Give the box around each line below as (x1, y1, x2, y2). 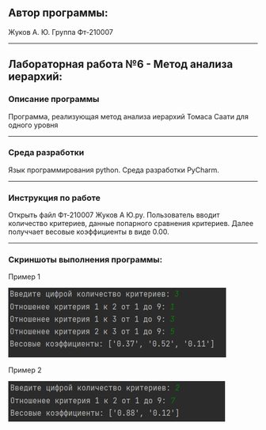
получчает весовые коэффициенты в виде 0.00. (8, 227, 169, 236)
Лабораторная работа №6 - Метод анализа (8, 58, 234, 71)
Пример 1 (8, 272, 41, 281)
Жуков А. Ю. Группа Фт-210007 (8, 27, 113, 36)
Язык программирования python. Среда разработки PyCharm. (8, 165, 220, 175)
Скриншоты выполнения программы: (8, 255, 163, 266)
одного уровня (8, 120, 59, 130)
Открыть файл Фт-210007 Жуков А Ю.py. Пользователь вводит (8, 210, 220, 220)
